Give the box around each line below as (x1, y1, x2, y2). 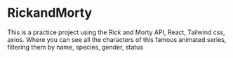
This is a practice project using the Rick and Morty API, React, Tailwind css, (7, 28, 225, 36)
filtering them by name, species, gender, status (7, 43, 144, 51)
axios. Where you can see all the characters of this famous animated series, (7, 35, 227, 43)
